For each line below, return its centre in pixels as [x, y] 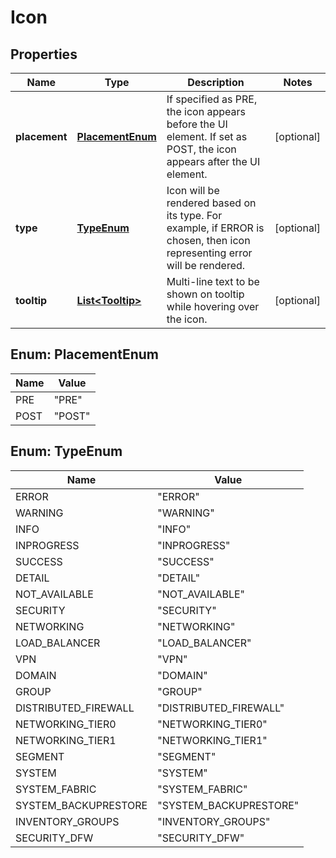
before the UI [197, 124]
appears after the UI [213, 161]
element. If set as [207, 136]
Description [216, 82]
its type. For [194, 215]
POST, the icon [201, 149]
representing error [209, 253]
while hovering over [213, 306]
